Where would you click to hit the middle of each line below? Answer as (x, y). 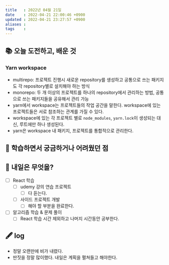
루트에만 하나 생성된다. (42, 124)
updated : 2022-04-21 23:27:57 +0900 (45, 19)
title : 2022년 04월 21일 (34, 10)
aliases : (16, 24)
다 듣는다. (37, 193)
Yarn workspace (26, 68)
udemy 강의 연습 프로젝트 (46, 187)
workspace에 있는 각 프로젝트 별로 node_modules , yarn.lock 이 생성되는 (84, 118)
